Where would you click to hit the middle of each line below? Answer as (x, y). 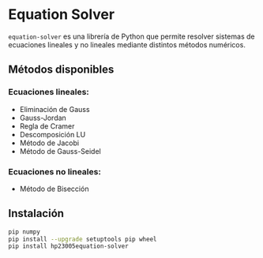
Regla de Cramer (47, 126)
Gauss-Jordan (43, 118)
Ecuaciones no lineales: (54, 171)
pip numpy (24, 232)
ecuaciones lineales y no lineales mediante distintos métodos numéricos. (127, 44)
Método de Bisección (54, 189)
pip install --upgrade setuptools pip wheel (83, 239)
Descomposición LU (53, 134)
